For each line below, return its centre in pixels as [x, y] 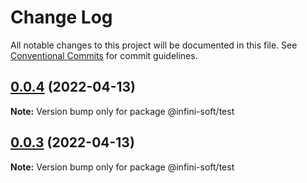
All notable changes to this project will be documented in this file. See [154, 45]
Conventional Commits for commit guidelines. [104, 55]
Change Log [61, 17]
